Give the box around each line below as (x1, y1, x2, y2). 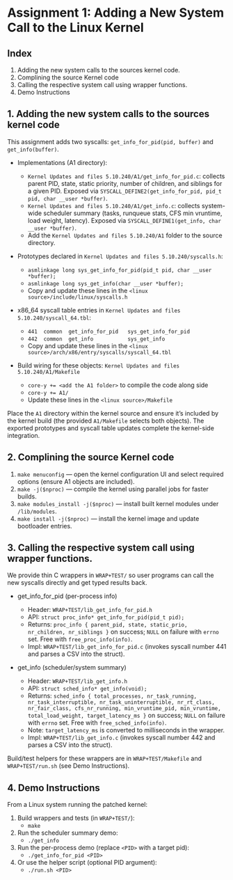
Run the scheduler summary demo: (17, 828, 118, 837)
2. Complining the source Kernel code (7, 451, 175, 464)
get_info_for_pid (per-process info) (17, 592, 118, 600)
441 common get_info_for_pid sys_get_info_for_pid (27, 328, 190, 335)
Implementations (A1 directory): (17, 158, 108, 166)
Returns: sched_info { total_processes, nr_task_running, (27, 691, 197, 700)
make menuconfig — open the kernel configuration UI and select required (17, 470, 224, 478)
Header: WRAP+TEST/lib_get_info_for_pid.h (27, 606, 153, 614)
